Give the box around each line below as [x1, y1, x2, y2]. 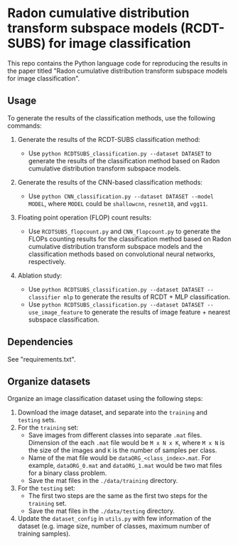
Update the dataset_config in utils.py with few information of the [17, 514, 212, 523]
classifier [28, 294, 61, 301]
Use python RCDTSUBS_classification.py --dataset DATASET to [28, 148, 212, 158]
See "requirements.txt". [7, 355, 76, 363]
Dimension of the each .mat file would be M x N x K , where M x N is [28, 439, 225, 447]
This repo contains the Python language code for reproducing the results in [7, 58, 228, 67]
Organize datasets [7, 375, 91, 387]
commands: [7, 121, 43, 130]
